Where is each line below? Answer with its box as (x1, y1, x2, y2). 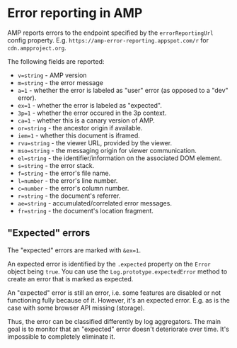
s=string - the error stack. (17, 161, 95, 169)
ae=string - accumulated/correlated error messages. (17, 198, 172, 207)
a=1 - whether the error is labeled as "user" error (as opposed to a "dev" (17, 86, 229, 94)
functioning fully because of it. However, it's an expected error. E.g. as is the (7, 296, 230, 304)
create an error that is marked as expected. (7, 274, 134, 283)
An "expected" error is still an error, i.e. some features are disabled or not (7, 288, 221, 297)
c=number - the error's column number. (17, 184, 129, 192)
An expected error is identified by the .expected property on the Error (7, 259, 211, 268)
